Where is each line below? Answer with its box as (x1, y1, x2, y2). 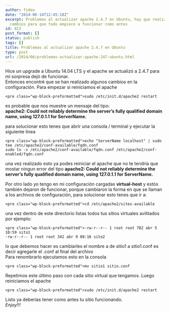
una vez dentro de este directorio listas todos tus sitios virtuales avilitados (5, 211, 160, 217)
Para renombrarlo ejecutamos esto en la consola (5, 254, 106, 260)
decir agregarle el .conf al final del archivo (5, 248, 94, 255)
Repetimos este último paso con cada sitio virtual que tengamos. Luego (5, 273, 154, 279)
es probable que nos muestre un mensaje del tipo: (5, 103, 110, 109)
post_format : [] (5, 31, 39, 36)
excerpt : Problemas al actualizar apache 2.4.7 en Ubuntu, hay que (5, 17, 151, 22)
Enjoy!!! (5, 302, 21, 308)
